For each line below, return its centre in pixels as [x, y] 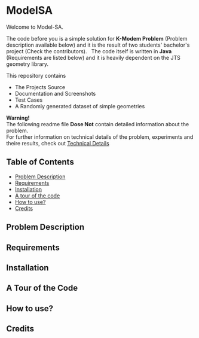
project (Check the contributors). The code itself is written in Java [89, 51]
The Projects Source [40, 87]
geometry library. [27, 64]
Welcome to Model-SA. [35, 27]
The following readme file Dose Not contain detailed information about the [98, 124]
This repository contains [36, 75]
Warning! [18, 118]
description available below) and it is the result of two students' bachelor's [98, 45]
